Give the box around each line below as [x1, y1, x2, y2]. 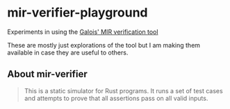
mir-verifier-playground [7, 5, 148, 21]
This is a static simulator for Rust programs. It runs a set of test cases [24, 86, 224, 95]
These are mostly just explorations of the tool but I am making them [7, 41, 200, 49]
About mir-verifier [7, 68, 88, 80]
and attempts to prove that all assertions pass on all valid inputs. [24, 94, 208, 102]
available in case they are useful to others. [7, 48, 129, 57]
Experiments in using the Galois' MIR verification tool [7, 28, 158, 36]
